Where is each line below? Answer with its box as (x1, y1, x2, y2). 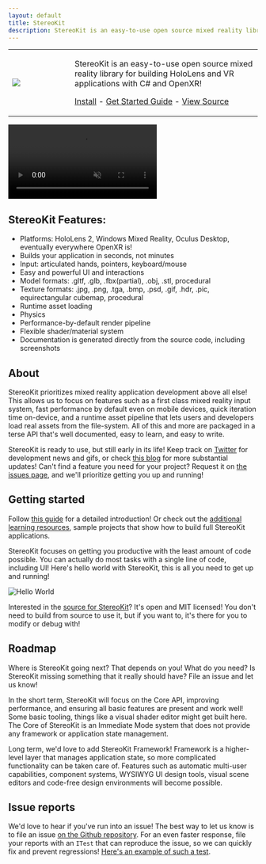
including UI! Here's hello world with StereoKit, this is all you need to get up (8, 563, 254, 573)
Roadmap (8, 642, 57, 656)
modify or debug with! (8, 619, 81, 628)
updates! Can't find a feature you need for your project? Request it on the (8, 462, 248, 471)
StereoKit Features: (8, 213, 107, 226)
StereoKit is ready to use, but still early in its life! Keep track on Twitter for (8, 445, 248, 454)
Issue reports (8, 801, 75, 814)
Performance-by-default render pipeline (19, 318, 151, 328)
